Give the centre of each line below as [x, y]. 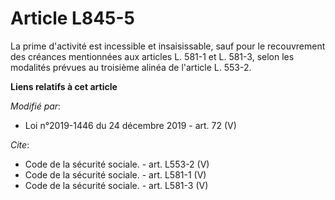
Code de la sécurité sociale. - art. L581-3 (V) [116, 185]
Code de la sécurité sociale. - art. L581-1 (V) [115, 174]
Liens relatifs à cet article [64, 86]
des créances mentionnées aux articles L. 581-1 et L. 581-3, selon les [152, 56]
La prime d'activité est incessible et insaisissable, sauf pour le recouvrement [168, 46]
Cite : [20, 144]
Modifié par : [36, 106]
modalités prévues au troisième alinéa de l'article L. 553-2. [131, 67]
